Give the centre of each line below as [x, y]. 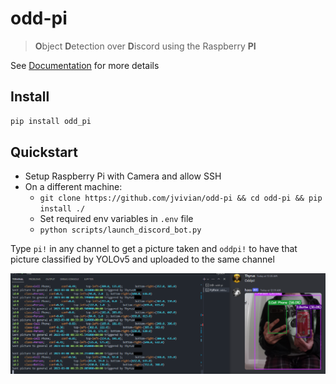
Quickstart [44, 152]
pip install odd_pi [51, 121]
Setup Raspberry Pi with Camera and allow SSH [123, 176]
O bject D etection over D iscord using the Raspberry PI [145, 46]
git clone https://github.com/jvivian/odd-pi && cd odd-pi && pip [181, 198]
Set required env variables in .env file [116, 219]
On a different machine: [73, 187]
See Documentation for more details [85, 65]
